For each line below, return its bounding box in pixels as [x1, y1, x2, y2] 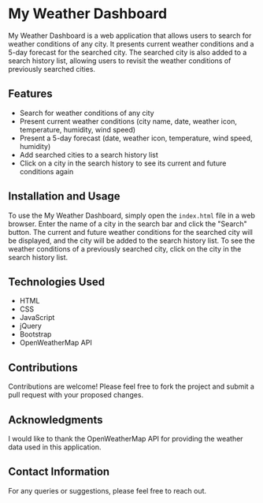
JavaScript [19, 313, 55, 322]
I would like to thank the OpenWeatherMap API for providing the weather [8, 434, 243, 443]
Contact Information [8, 465, 110, 479]
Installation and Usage [8, 190, 120, 203]
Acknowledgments [8, 413, 104, 427]
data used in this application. [8, 442, 102, 452]
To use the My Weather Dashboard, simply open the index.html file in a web [8, 211, 256, 220]
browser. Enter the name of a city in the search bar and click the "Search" [8, 218, 248, 229]
